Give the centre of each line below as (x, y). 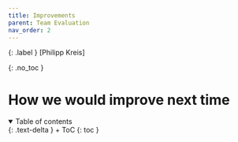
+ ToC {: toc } (77, 130)
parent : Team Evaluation (49, 23)
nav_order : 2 (30, 30)
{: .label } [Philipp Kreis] (46, 53)
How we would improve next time (119, 100)
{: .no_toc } (26, 68)
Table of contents (44, 121)
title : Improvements (42, 15)
